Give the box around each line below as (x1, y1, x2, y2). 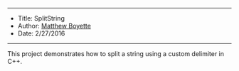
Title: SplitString (17, 14, 65, 22)
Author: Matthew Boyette (17, 22, 91, 30)
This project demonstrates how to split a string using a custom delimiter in (7, 50, 225, 58)
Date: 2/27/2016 (17, 29, 65, 38)
